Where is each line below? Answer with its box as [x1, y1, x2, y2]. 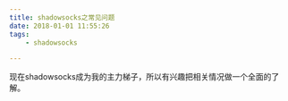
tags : [9, 29, 30, 38]
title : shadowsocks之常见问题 [9, 13, 115, 22]
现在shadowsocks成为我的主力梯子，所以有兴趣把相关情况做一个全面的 [9, 72, 272, 82]
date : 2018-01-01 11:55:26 [9, 21, 110, 30]
